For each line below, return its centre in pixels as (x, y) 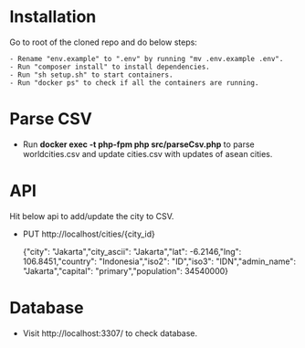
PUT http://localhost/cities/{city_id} (89, 234)
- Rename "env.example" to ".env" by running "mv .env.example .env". (147, 58)
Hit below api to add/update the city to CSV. (92, 216)
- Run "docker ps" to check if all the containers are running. (134, 83)
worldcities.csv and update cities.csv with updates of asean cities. (147, 153)
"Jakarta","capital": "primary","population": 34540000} (126, 270)
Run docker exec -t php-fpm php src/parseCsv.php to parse (139, 144)
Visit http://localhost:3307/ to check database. (110, 333)
